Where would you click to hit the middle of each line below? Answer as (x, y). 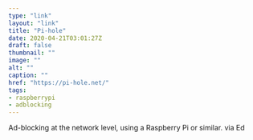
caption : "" (28, 75)
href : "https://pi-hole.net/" (59, 82)
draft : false (30, 46)
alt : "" (21, 68)
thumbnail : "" (32, 53)
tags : (17, 90)
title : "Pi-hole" (37, 30)
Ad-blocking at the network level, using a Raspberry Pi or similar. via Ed (126, 128)
